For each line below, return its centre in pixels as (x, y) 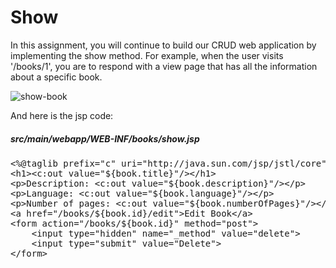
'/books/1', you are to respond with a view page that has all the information (164, 66)
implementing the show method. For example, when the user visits (147, 55)
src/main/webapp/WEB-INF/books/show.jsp (105, 138)
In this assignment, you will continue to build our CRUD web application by (163, 45)
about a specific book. (56, 77)
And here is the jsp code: (62, 115)
